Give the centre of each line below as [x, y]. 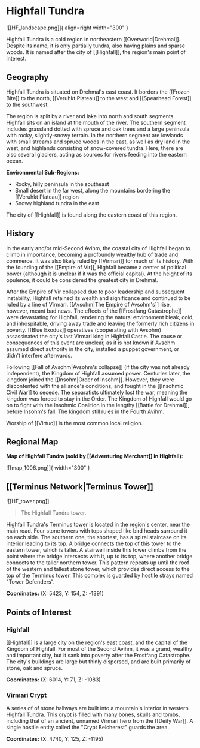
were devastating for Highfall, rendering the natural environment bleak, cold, [100, 317]
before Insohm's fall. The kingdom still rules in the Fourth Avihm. [85, 411]
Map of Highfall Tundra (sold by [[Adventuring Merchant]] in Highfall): [95, 456]
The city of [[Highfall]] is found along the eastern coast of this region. [92, 215]
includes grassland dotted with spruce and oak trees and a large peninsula [98, 129]
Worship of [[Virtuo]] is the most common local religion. [75, 423]
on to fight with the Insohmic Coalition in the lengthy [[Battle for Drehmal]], [98, 405]
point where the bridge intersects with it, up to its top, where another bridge [99, 557]
